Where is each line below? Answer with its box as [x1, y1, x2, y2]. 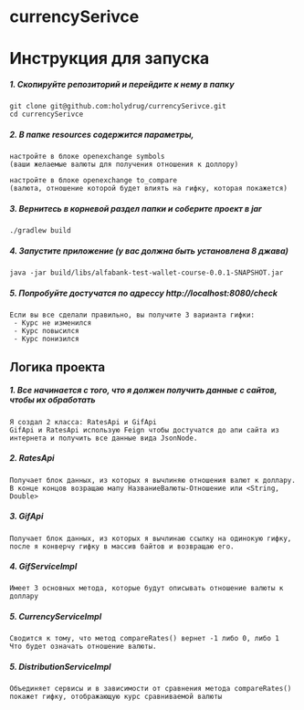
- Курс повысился [13, 327, 79, 336]
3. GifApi [9, 511, 44, 522]
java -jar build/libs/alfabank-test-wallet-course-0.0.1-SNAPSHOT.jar [9, 268, 284, 277]
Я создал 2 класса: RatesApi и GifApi [9, 417, 157, 426]
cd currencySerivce [9, 110, 84, 120]
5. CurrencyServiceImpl [9, 611, 102, 622]
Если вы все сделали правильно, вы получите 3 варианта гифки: [9, 310, 256, 320]
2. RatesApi [9, 453, 55, 464]
